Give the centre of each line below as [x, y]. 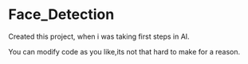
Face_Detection [61, 15]
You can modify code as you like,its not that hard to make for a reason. [124, 51]
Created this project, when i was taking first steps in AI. [99, 36]
